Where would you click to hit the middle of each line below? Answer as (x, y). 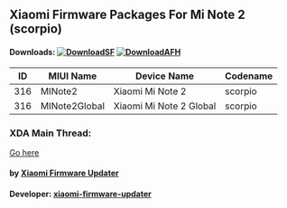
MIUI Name (73, 76)
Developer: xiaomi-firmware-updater (80, 194)
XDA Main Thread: (51, 133)
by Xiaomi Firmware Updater (64, 173)
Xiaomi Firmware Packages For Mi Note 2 (127, 15)
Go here (24, 152)
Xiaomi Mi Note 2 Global (165, 106)
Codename (249, 76)
